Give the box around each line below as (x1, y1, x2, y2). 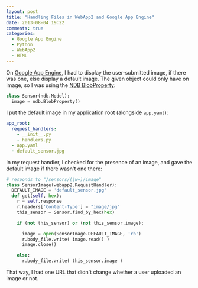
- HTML (11, 53, 28, 59)
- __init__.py (17, 131, 51, 138)
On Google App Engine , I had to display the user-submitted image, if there (6, 69, 186, 76)
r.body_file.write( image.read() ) (21, 236, 110, 242)
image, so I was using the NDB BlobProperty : (6, 81, 116, 89)
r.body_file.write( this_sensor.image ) (21, 258, 123, 264)
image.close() (21, 242, 57, 248)
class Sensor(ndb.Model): (6, 93, 70, 99)
